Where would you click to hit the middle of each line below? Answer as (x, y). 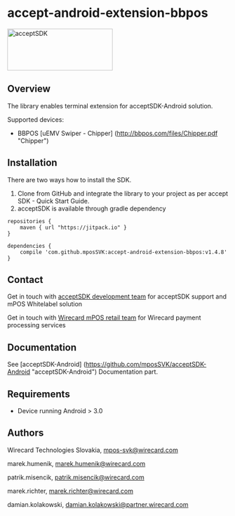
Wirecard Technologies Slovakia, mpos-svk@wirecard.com (93, 450)
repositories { (29, 221)
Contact (25, 279)
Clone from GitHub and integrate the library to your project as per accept (123, 193)
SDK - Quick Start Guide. (53, 201)
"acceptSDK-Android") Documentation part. (95, 372)
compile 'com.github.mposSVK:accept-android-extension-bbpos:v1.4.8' (124, 252)
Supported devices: (36, 119)
